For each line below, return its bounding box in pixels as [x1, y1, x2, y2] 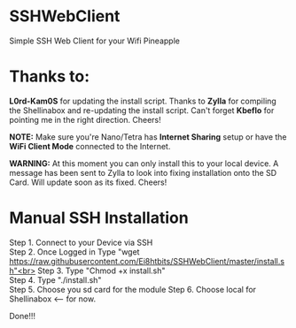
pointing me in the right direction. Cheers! [9, 114, 161, 125]
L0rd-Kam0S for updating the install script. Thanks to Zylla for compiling [9, 95, 277, 106]
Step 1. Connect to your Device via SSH [9, 237, 153, 248]
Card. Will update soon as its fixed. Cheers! [9, 177, 167, 187]
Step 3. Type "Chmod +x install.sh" [37, 265, 166, 276]
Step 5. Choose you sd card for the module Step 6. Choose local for [9, 284, 257, 294]
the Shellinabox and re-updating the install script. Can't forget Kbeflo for [9, 104, 275, 116]
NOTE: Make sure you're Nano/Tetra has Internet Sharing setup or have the [9, 131, 287, 142]
